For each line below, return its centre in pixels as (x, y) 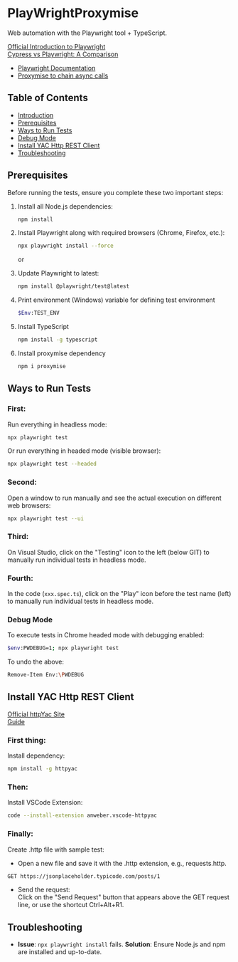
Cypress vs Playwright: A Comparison (63, 54)
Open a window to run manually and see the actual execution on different (114, 498)
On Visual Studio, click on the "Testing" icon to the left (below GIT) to (108, 552)
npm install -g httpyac (43, 769)
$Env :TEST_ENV (38, 313)
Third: (18, 537)
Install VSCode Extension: (45, 802)
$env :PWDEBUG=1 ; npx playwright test (63, 648)
